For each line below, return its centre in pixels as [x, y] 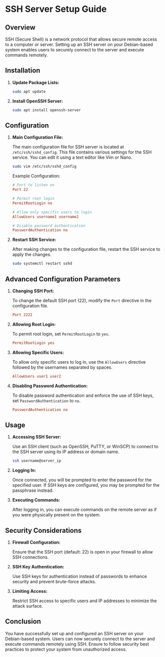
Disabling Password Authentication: [50, 386]
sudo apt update [29, 92]
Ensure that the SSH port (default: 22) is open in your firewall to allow [82, 552]
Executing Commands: [36, 500]
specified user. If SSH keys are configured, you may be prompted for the [86, 485]
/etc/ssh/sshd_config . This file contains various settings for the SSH [82, 152]
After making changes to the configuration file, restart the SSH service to [86, 249]
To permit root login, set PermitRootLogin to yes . [61, 334]
